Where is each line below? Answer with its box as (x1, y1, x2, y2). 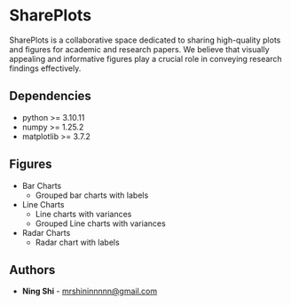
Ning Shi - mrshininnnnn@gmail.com (21, 285, 158, 297)
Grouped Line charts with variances (35, 218, 166, 229)
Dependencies (9, 89, 91, 104)
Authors (9, 262, 56, 278)
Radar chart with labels (35, 237, 120, 247)
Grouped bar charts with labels (35, 190, 149, 200)
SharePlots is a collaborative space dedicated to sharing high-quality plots (9, 35, 281, 45)
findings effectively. (9, 63, 82, 74)
